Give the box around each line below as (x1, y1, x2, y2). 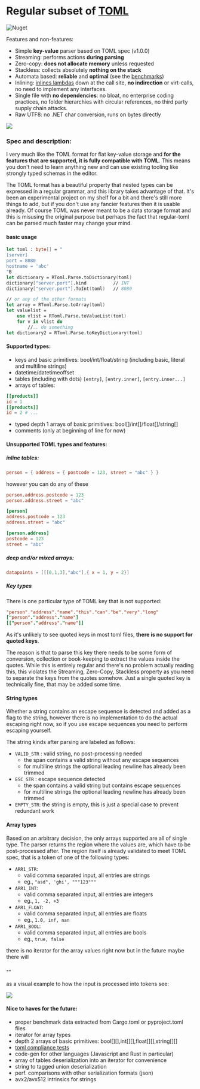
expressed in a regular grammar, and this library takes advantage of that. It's (6, 187, 195, 195)
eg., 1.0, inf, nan (23, 916, 70, 923)
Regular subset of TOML (6, 4, 129, 18)
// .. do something (27, 324, 73, 330)
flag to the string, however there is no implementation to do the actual (6, 714, 178, 721)
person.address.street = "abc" (6, 497, 84, 504)
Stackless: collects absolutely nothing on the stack (14, 66, 141, 73)
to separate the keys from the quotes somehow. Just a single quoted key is (6, 674, 191, 682)
